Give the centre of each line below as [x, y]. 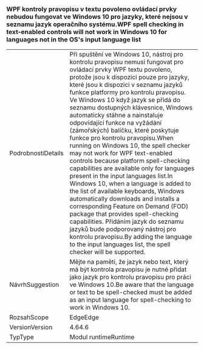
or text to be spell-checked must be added [131, 292]
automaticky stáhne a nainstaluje [116, 116]
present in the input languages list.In [121, 176]
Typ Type [22, 337]
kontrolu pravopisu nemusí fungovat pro [127, 62]
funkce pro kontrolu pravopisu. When [122, 138]
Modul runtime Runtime [102, 337]
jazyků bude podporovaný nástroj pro [123, 229]
